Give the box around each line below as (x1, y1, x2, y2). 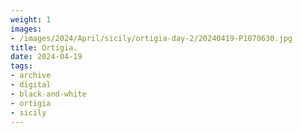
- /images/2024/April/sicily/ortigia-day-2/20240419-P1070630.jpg (10, 33, 293, 43)
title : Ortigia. (10, 42, 78, 53)
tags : (10, 61, 33, 71)
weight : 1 (10, 14, 52, 25)
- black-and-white (10, 89, 87, 99)
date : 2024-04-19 (10, 52, 83, 62)
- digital (10, 80, 52, 90)
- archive (10, 71, 52, 81)
